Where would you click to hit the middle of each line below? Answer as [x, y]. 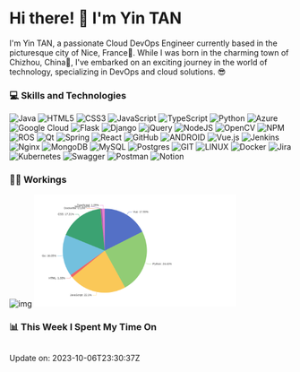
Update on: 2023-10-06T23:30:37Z [75, 358]
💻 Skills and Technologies [68, 95]
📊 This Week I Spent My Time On [83, 327]
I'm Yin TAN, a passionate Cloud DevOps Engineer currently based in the [143, 43]
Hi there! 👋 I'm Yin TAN [95, 18]
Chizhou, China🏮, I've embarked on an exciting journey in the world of [138, 62]
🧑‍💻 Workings [38, 180]
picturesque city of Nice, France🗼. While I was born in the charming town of [149, 52]
